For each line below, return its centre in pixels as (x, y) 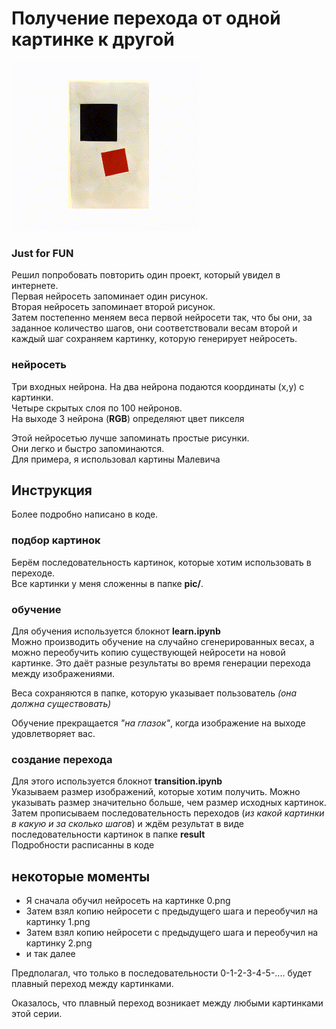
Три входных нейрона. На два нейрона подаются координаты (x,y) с (158, 386)
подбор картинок (56, 540)
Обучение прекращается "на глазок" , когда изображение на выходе (158, 723)
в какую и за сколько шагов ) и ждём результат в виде (128, 824)
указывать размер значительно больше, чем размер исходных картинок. (169, 803)
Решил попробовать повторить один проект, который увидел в (146, 275)
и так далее (50, 954)
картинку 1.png (58, 922)
